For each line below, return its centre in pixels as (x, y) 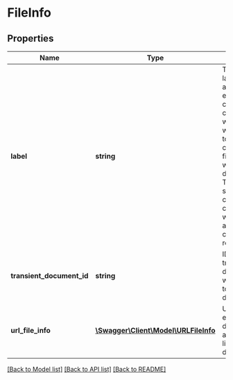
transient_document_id (50, 276)
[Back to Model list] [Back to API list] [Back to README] (87, 369)
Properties (31, 38)
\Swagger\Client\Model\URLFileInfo (156, 330)
